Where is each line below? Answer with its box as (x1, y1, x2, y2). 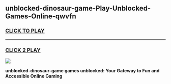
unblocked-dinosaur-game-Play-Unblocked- (5, 4, 151, 13)
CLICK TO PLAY (5, 27, 45, 35)
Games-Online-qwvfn (5, 12, 76, 21)
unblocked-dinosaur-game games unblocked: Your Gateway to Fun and (5, 67, 160, 73)
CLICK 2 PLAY (5, 46, 41, 53)
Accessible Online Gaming (5, 73, 63, 79)
